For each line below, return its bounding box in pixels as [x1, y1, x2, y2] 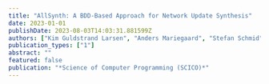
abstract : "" [8, 49, 52, 57]
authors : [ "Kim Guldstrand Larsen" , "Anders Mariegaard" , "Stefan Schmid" [8, 34, 263, 42]
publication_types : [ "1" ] [8, 42, 94, 50]
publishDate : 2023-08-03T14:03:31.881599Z [8, 26, 152, 34]
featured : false [8, 57, 62, 65]
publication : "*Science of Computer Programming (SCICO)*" [8, 64, 210, 72]
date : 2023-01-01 [8, 19, 66, 27]
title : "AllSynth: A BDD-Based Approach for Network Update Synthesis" [8, 11, 252, 20]
